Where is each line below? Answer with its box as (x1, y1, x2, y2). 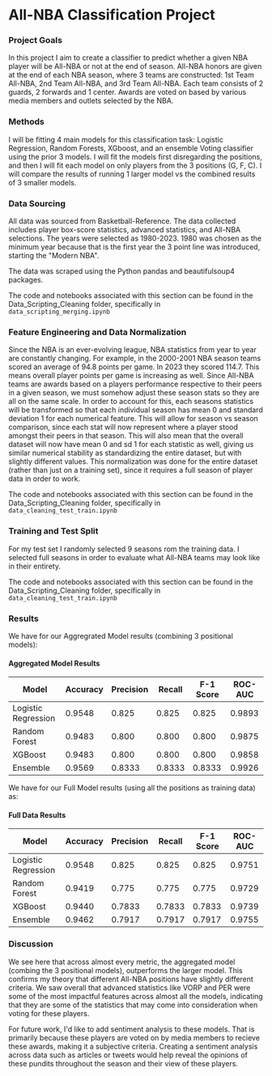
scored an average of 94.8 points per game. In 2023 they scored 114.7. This (8, 362, 260, 372)
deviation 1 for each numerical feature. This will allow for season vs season (8, 414, 259, 423)
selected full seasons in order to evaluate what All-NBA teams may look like (8, 552, 261, 562)
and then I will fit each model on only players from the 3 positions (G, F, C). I (8, 160, 262, 170)
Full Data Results (8, 810, 66, 819)
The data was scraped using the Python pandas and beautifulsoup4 (8, 266, 235, 276)
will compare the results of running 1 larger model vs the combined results (8, 168, 256, 179)
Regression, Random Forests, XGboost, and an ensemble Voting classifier (8, 143, 253, 153)
